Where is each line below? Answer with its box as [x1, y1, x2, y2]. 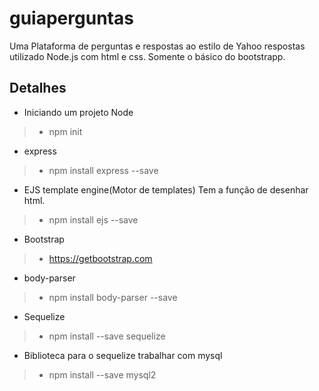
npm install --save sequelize [48, 330, 166, 342]
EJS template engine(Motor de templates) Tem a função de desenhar [23, 183, 309, 196]
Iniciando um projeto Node [23, 106, 134, 118]
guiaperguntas [9, 7, 134, 30]
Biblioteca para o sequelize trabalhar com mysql [23, 349, 223, 361]
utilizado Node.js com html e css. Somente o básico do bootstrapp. [9, 50, 286, 62]
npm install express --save [48, 164, 159, 176]
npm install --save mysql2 [48, 368, 157, 381]
